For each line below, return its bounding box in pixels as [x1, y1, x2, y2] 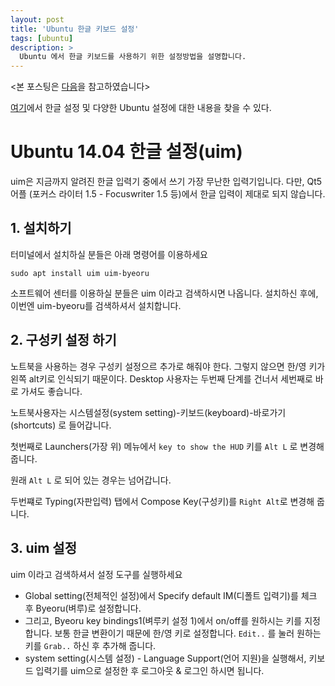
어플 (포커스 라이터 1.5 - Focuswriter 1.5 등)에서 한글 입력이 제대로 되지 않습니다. [10, 188, 326, 200]
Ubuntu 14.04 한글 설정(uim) [10, 141, 243, 163]
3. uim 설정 [10, 540, 77, 557]
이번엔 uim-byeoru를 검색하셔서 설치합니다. [10, 299, 182, 311]
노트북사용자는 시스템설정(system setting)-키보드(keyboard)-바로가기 [10, 406, 287, 418]
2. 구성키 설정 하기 [10, 332, 117, 349]
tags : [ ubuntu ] [10, 33, 74, 43]
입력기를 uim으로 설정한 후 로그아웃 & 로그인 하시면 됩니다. [35, 664, 265, 676]
